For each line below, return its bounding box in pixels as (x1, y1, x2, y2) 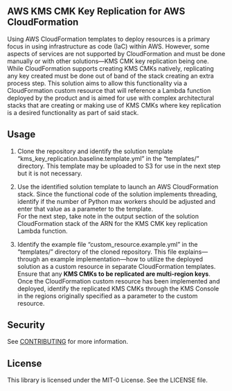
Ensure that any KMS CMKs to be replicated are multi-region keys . (17, 270, 211, 278)
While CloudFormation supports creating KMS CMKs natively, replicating (7, 64, 215, 72)
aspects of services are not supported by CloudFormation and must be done (7, 49, 226, 58)
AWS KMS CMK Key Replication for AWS (7, 6, 186, 17)
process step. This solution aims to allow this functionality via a (7, 79, 188, 87)
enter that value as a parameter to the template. (17, 205, 154, 213)
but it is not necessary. (17, 169, 82, 177)
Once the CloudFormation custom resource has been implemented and (17, 277, 220, 285)
